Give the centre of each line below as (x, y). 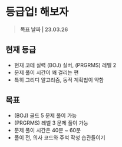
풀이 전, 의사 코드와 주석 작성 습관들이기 (60, 137)
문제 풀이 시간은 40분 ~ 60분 (47, 130)
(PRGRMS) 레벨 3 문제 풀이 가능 (51, 123)
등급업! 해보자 (37, 12)
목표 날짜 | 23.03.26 (44, 29)
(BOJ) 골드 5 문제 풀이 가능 (45, 115)
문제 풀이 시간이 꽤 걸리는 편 (46, 72)
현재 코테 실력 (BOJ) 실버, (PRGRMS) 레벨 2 (65, 65)
